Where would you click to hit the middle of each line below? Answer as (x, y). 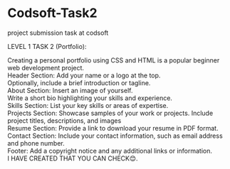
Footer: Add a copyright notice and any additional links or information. (110, 151)
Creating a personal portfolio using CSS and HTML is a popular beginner (114, 60)
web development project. (46, 67)
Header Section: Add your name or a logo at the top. (84, 75)
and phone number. (36, 143)
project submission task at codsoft (58, 33)
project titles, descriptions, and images (64, 120)
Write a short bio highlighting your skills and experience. (90, 98)
